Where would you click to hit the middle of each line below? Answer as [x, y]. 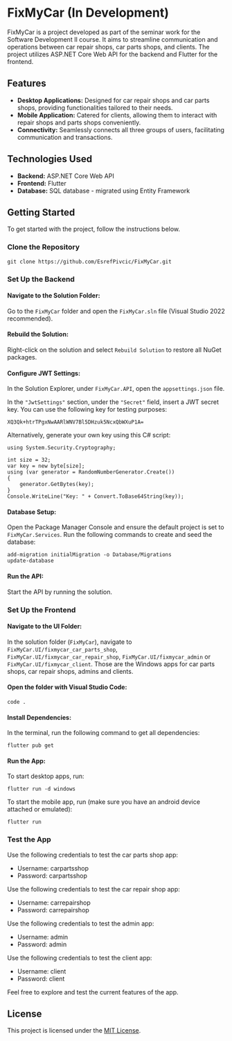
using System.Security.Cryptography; [62, 448]
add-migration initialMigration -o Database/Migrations [89, 555]
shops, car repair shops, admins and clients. [70, 671]
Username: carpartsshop [53, 868]
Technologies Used [50, 159]
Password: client [41, 978]
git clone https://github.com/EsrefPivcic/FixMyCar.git [89, 261]
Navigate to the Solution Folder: [54, 296]
